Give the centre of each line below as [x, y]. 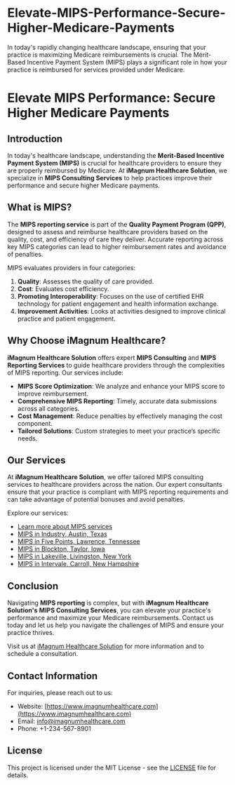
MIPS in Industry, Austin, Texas [62, 534]
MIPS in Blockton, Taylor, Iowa [61, 549]
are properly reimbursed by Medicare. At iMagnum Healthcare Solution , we [117, 170]
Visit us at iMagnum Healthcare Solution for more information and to [106, 646]
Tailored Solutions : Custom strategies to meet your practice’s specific [119, 431]
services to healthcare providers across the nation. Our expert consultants [115, 485]
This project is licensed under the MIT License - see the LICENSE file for [112, 767]
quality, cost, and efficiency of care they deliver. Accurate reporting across [115, 239]
